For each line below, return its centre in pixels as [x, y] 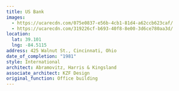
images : [16, 17]
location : [19, 34]
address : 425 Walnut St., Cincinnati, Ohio [62, 51]
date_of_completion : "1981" [41, 56]
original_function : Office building [52, 78]
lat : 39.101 [27, 40]
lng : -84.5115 [29, 45]
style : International [33, 62]
